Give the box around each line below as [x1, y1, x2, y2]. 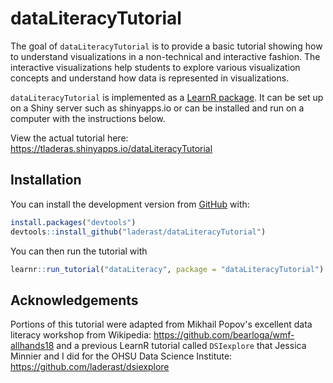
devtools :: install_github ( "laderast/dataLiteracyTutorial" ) [10, 227, 267, 237]
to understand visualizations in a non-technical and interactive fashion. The [10, 50, 321, 62]
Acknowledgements [10, 292, 139, 309]
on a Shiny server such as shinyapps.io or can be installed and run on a [10, 102, 305, 114]
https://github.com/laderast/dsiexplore [10, 361, 170, 373]
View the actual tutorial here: [10, 132, 129, 144]
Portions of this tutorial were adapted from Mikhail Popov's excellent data [10, 318, 313, 331]
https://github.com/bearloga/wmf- [153, 329, 295, 341]
